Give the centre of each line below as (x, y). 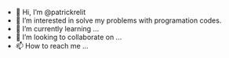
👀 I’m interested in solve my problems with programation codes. (118, 20)
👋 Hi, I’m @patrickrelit (51, 12)
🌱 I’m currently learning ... (57, 29)
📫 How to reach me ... (52, 46)
